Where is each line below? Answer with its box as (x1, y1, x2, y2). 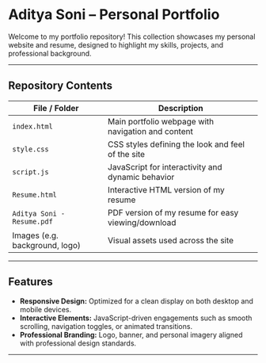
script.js (12, 167, 49, 176)
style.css (12, 144, 49, 154)
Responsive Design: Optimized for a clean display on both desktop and (19, 296, 253, 306)
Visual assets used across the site (108, 235, 234, 246)
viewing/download (108, 216, 177, 227)
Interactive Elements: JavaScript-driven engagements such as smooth (19, 313, 253, 323)
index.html (12, 121, 53, 131)
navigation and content (108, 125, 194, 136)
